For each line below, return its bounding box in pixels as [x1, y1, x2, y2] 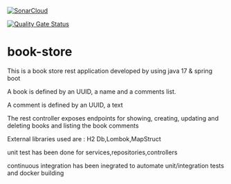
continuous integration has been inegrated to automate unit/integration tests [7, 161, 225, 170]
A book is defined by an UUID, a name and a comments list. [7, 87, 176, 96]
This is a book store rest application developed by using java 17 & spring [7, 66, 213, 75]
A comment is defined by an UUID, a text [7, 101, 123, 109]
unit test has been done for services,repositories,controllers [7, 148, 178, 156]
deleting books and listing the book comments [7, 121, 140, 130]
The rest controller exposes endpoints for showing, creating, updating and [7, 114, 219, 122]
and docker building [7, 169, 64, 177]
